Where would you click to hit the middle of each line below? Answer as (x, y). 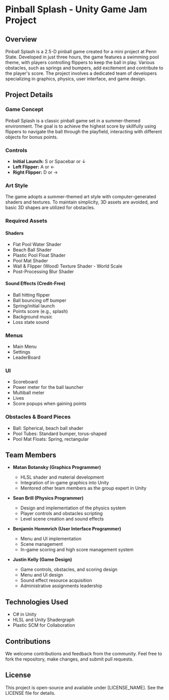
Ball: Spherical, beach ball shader (48, 428)
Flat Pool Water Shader (37, 244)
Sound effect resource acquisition (56, 581)
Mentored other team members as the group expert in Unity (83, 488)
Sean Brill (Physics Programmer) (48, 498)
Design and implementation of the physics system (73, 508)
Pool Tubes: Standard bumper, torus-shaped (60, 434)
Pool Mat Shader (30, 261)
